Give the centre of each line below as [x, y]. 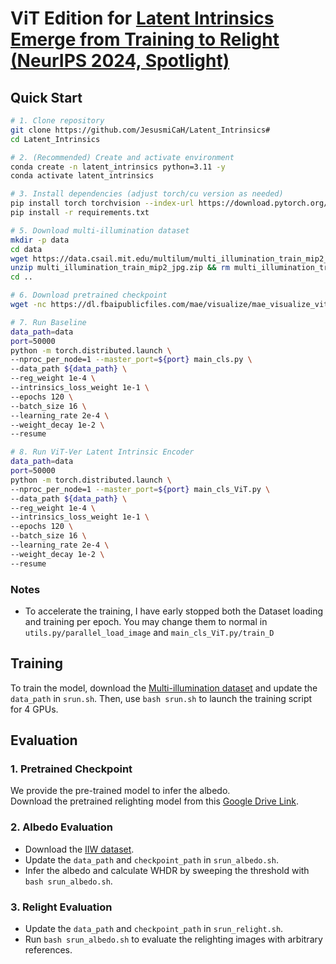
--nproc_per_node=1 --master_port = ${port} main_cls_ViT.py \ [140, 489]
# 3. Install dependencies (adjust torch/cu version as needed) [147, 194]
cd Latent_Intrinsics [55, 139]
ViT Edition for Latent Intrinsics [142, 18]
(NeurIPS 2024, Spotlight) [120, 61]
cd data [26, 249]
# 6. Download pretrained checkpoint [89, 295]
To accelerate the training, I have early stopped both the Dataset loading [174, 611]
